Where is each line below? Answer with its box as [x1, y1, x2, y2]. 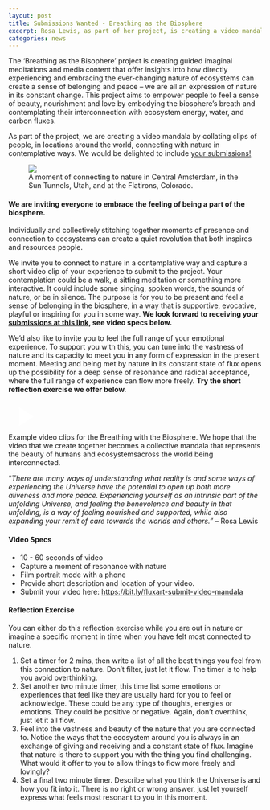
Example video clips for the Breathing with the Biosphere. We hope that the [8, 432, 257, 442]
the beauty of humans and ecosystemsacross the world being [8, 449, 214, 459]
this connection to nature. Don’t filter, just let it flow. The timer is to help [19, 664, 257, 673]
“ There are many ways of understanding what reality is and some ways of [8, 473, 255, 483]
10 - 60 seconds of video [19, 552, 104, 562]
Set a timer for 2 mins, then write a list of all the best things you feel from [19, 656, 262, 665]
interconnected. [8, 458, 61, 468]
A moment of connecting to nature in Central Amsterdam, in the [28, 172, 239, 182]
